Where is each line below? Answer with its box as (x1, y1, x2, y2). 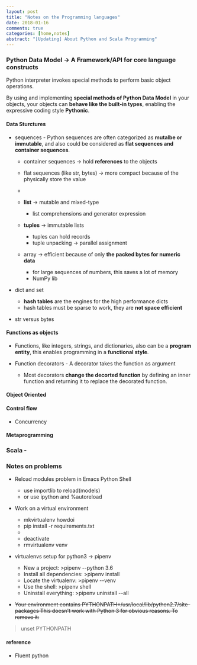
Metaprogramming (6, 432, 53, 439)
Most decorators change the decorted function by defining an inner (23, 371, 191, 378)
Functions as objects (6, 329, 59, 336)
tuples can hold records (32, 233, 91, 240)
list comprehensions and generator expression (32, 210, 146, 217)
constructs (6, 63, 38, 71)
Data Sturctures (6, 120, 46, 127)
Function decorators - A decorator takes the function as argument (14, 359, 176, 367)
